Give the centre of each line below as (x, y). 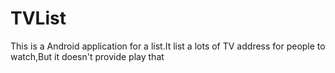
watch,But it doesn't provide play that (87, 56)
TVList (38, 18)
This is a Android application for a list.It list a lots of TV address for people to (168, 46)
